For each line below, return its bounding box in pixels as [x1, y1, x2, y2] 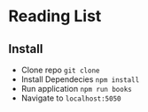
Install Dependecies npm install [20, 74, 140, 85]
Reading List [8, 6, 102, 26]
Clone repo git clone [20, 64, 100, 75]
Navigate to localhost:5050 [20, 93, 121, 103]
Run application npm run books [20, 84, 132, 93]
